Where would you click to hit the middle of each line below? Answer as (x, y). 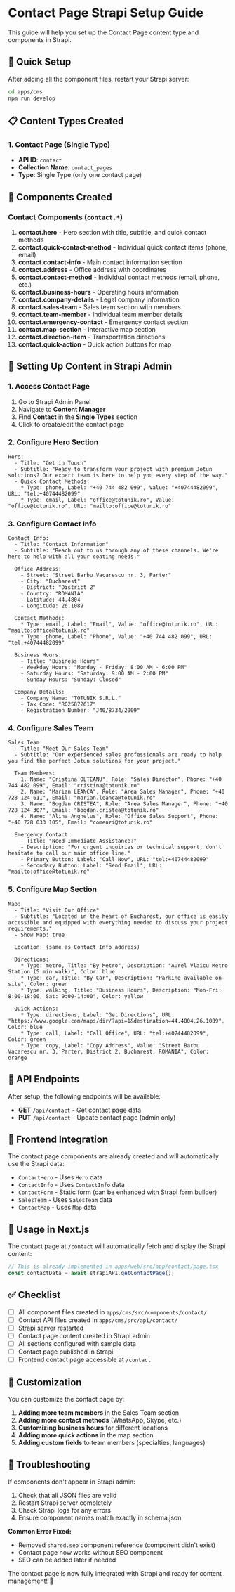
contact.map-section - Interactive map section (87, 329)
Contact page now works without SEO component (90, 1552)
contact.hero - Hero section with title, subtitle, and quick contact (112, 232)
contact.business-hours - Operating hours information (99, 292)
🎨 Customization (45, 1382)
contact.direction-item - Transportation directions (92, 337)
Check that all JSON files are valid (67, 1495)
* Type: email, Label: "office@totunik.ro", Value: (98, 500)
